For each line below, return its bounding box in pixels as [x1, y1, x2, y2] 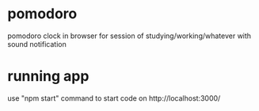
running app [7, 67, 90, 86]
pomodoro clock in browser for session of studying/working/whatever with [7, 31, 251, 40]
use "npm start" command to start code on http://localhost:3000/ [7, 93, 221, 103]
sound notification [7, 39, 67, 48]
